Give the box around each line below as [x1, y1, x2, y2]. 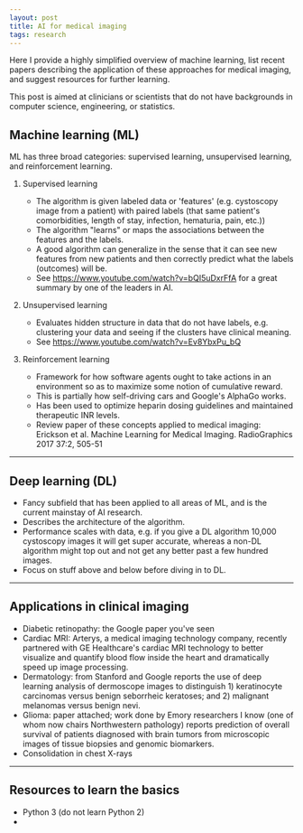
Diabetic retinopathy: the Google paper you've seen [22, 622, 215, 633]
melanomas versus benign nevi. [22, 699, 142, 710]
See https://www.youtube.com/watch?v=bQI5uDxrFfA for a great [35, 273, 278, 284]
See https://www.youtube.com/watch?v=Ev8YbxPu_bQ [35, 336, 242, 348]
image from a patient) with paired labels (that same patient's [35, 205, 261, 217]
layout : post [9, 13, 59, 23]
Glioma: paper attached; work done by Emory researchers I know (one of [22, 709, 294, 720]
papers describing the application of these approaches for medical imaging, [9, 64, 291, 75]
